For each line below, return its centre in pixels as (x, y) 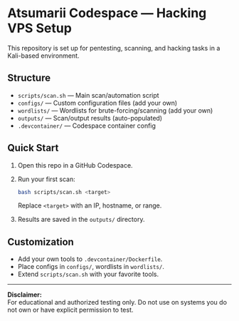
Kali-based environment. (43, 56)
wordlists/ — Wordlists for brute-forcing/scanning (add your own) (115, 110)
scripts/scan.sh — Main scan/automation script (88, 95)
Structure (29, 78)
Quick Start (33, 148)
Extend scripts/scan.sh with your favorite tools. (88, 274)
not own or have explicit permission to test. (70, 310)
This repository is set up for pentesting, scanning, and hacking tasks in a (114, 48)
